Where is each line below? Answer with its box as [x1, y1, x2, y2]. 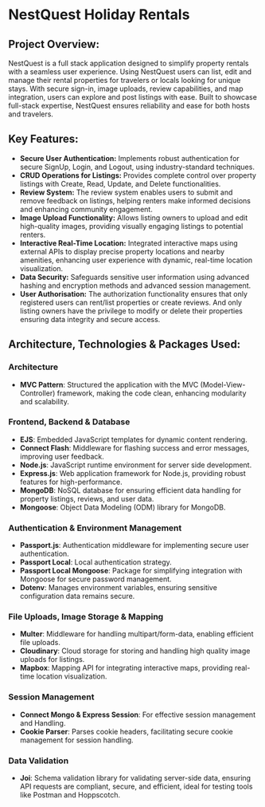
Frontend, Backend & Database [8, 416, 131, 427]
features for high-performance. [19, 477, 123, 486]
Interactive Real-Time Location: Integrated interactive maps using [19, 238, 239, 248]
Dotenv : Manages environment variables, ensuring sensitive [19, 583, 217, 592]
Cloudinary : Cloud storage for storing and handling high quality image [19, 646, 251, 655]
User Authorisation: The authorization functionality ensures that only [19, 289, 248, 298]
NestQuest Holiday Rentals [8, 6, 190, 24]
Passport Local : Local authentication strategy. [19, 557, 173, 567]
